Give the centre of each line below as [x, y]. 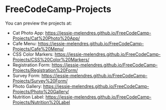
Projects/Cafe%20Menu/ [38, 49]
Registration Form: [32, 65]
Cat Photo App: [28, 33]
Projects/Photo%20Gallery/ [41, 91]
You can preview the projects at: [39, 23]
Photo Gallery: [27, 86]
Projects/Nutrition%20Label [41, 102]
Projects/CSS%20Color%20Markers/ [51, 59]
